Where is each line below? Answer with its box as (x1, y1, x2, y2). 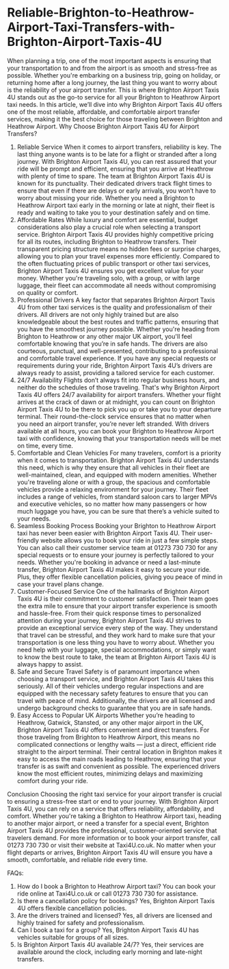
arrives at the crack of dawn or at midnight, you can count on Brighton (16, 398, 215, 406)
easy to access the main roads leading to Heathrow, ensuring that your (16, 754, 217, 763)
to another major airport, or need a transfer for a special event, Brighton (7, 819, 209, 827)
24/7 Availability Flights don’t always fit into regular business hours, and (16, 376, 220, 384)
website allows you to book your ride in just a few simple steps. (40, 536, 219, 545)
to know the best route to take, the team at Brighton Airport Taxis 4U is (16, 653, 217, 661)
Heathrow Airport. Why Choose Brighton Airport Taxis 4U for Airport (7, 122, 200, 130)
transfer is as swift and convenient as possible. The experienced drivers (16, 762, 220, 770)
